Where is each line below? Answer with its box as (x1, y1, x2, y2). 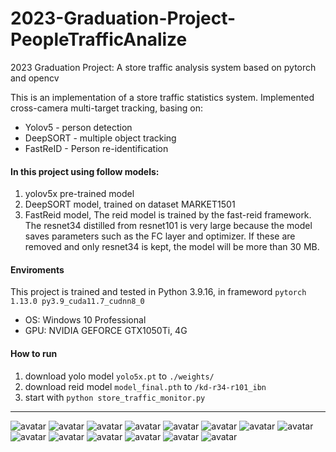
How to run (10, 347, 58, 359)
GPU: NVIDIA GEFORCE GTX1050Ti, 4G (24, 325, 188, 337)
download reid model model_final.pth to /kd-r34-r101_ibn (24, 380, 267, 392)
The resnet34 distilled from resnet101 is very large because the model (24, 220, 313, 232)
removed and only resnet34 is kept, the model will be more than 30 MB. (24, 241, 320, 253)
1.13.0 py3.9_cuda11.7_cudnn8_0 (10, 297, 145, 307)
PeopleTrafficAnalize (10, 28, 188, 51)
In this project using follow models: (10, 165, 160, 177)
